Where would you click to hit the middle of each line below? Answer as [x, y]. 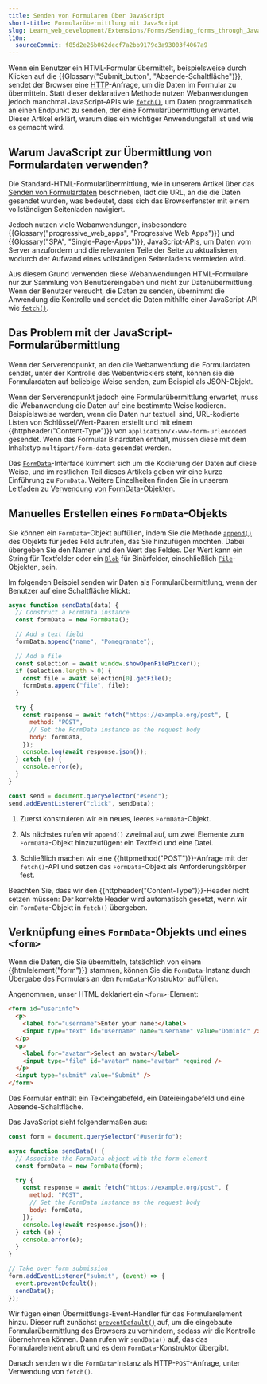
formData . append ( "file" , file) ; [76, 686]
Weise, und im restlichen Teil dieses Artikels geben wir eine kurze [116, 472]
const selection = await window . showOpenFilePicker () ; [108, 663]
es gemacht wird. [37, 127]
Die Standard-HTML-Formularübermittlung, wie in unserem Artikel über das [132, 183]
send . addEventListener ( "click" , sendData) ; [81, 803]
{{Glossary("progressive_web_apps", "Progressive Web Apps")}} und [122, 233]
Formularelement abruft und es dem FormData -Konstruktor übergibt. [118, 1347]
